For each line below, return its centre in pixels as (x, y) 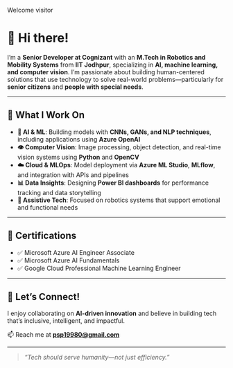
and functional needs (48, 207)
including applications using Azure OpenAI (79, 139)
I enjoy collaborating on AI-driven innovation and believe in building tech (112, 313)
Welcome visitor (30, 10)
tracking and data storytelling (59, 192)
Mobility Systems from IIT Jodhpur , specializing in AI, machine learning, (113, 65)
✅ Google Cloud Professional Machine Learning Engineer (99, 268)
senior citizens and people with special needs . (75, 87)
